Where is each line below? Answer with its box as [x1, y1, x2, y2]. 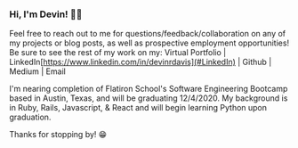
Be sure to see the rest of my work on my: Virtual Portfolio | [9, 47, 227, 58]
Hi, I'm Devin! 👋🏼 [9, 8, 83, 21]
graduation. [9, 111, 52, 123]
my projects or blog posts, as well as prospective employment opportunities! [9, 37, 290, 48]
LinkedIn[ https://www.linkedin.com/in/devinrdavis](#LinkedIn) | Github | [9, 57, 272, 68]
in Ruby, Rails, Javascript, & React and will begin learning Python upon [9, 103, 268, 113]
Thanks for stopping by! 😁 [9, 129, 108, 140]
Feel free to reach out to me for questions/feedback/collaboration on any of [9, 29, 286, 39]
